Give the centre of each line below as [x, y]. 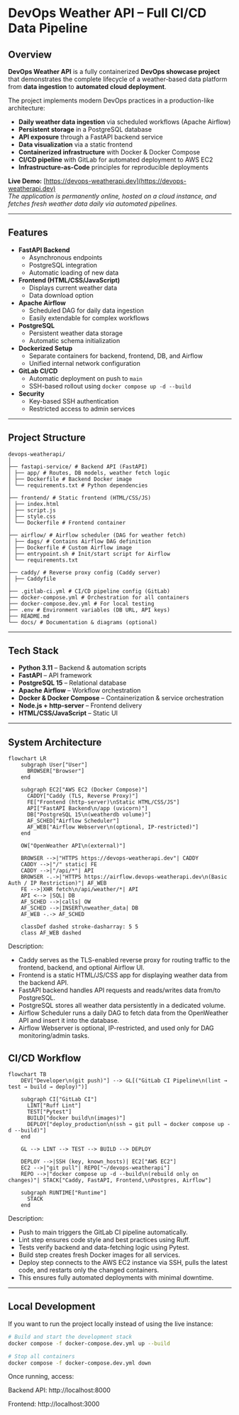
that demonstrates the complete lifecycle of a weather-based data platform [118, 79]
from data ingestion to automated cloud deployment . [87, 86]
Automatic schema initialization [74, 340]
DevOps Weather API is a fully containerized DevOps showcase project [114, 72]
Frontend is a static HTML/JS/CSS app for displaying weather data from [123, 975]
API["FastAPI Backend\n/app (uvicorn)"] [87, 809]
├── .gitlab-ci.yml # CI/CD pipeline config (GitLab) [89, 591]
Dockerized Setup [45, 348]
